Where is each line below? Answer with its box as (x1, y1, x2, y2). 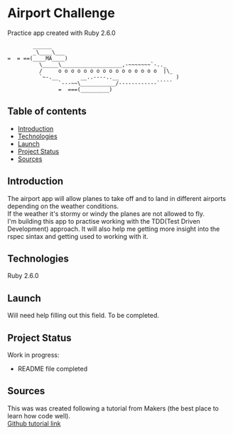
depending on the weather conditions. (7, 202, 119, 210)
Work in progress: (7, 351, 60, 359)
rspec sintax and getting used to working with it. (7, 232, 148, 240)
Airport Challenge (7, 5, 115, 21)
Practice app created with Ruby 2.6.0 (7, 29, 116, 37)
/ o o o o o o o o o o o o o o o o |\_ (38, 67, 173, 74)
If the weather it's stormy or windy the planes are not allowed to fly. (7, 209, 205, 218)
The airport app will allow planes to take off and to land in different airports (7, 194, 226, 202)
